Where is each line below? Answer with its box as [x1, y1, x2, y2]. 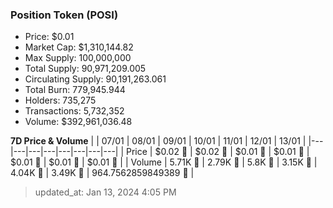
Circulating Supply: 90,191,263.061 [24, 73, 167, 85]
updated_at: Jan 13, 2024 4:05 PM [34, 186, 177, 198]
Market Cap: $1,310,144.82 [24, 41, 134, 53]
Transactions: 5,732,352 [24, 105, 125, 117]
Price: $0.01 [24, 31, 75, 43]
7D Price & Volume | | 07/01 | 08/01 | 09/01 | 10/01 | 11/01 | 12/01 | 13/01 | [10, 135, 307, 147]
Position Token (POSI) [10, 8, 119, 22]
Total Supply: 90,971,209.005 [24, 63, 147, 75]
